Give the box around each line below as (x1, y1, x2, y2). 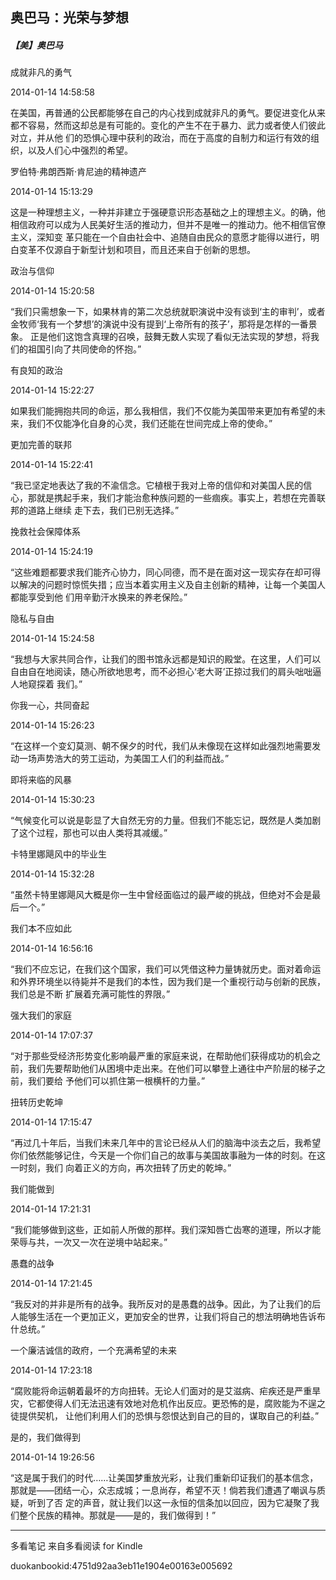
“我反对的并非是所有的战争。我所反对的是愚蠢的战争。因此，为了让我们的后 (10, 1298, 322, 1310)
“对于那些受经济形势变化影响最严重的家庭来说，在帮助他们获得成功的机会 (10, 1050, 313, 1062)
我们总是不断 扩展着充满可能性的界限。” (10, 988, 171, 1000)
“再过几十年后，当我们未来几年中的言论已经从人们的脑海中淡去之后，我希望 (10, 1137, 322, 1149)
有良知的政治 (10, 364, 63, 377)
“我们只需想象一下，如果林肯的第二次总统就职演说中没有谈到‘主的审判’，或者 (10, 306, 326, 318)
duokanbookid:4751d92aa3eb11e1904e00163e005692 (10, 1560, 233, 1572)
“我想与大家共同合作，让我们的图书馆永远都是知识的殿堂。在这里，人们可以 (10, 653, 322, 665)
